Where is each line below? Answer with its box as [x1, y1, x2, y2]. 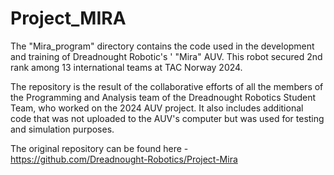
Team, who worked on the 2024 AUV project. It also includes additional [10, 102, 304, 114]
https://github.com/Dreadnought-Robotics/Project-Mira [10, 153, 238, 165]
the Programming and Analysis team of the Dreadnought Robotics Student [10, 91, 316, 103]
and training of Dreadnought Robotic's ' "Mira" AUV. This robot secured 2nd [10, 50, 323, 62]
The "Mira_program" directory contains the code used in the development [10, 40, 315, 52]
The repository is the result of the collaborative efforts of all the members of [10, 80, 324, 92]
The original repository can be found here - [10, 142, 189, 154]
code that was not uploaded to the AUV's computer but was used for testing [10, 112, 325, 124]
